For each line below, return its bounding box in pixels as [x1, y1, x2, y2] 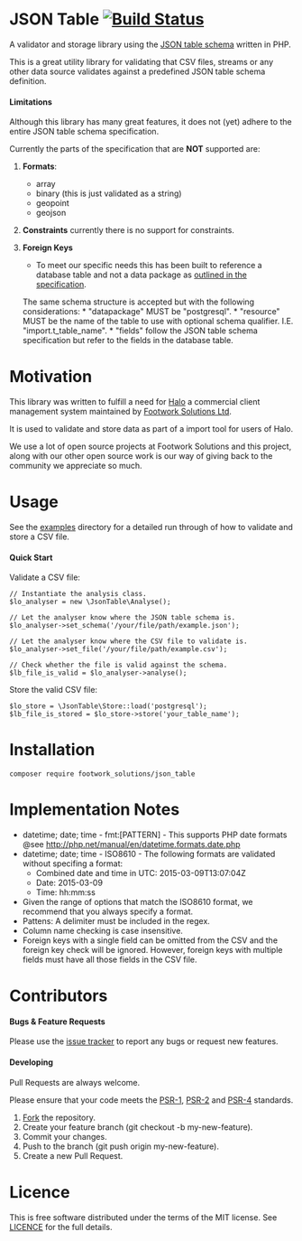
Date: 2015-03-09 [35, 877, 104, 889]
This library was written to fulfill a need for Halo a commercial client [9, 397, 261, 407]
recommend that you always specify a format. [22, 906, 194, 917]
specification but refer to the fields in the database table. [22, 335, 234, 346]
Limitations [9, 96, 52, 107]
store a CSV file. [9, 531, 70, 542]
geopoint [35, 198, 69, 209]
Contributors [9, 985, 108, 1006]
